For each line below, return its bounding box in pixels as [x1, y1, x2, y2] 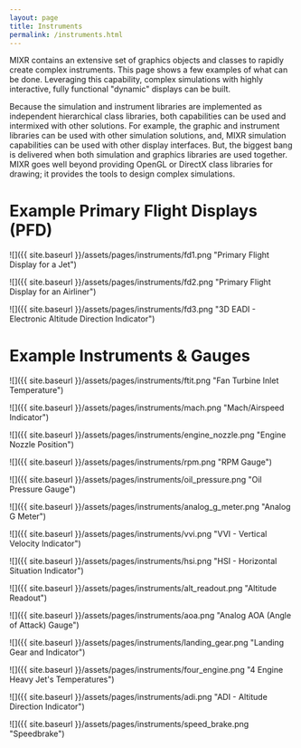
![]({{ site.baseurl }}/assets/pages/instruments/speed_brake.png [9, 719, 249, 730]
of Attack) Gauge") [9, 619, 80, 630]
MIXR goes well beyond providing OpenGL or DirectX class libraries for [9, 159, 273, 170]
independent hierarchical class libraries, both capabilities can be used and [9, 110, 287, 122]
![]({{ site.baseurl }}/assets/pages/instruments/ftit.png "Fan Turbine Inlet [9, 375, 279, 386]
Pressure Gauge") [9, 484, 77, 494]
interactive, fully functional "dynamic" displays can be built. [9, 83, 231, 95]
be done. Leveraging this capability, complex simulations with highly [9, 74, 264, 85]
